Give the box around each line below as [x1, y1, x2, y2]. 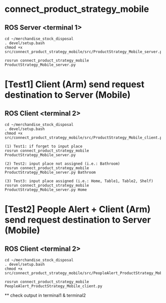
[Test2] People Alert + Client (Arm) [4, 204, 151, 215]
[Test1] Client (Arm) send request [4, 79, 145, 90]
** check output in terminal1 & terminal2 [4, 293, 86, 298]
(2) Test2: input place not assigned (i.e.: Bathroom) [4, 161, 120, 166]
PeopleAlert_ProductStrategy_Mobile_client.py [4, 284, 103, 289]
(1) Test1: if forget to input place [4, 144, 83, 149]
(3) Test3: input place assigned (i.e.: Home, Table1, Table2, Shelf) [4, 179, 154, 183]
